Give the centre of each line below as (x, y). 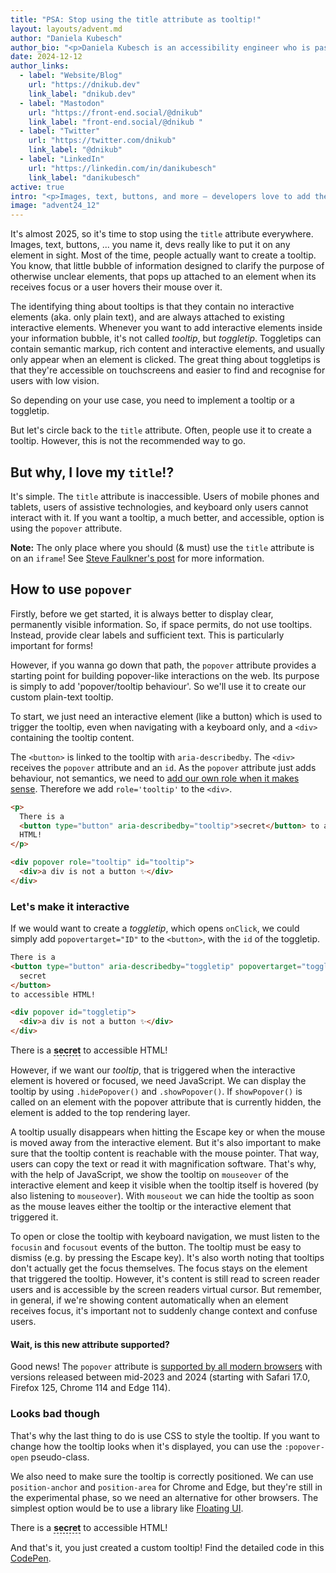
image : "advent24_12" (55, 206)
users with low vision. (55, 381)
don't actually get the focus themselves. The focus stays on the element (159, 1268)
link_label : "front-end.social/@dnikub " (115, 122)
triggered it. (34, 1217)
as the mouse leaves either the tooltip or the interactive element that (151, 1207)
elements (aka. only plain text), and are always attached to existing (147, 317)
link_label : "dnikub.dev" (82, 94)
